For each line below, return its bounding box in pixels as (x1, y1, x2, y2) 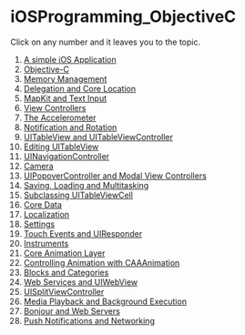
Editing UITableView (23, 141, 99, 152)
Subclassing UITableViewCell (23, 189, 133, 200)
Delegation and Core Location (23, 83, 136, 94)
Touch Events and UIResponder (23, 228, 143, 239)
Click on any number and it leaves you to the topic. (10, 36, 201, 47)
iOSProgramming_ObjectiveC (10, 6, 237, 27)
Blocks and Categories (23, 267, 109, 278)
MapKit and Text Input (23, 93, 107, 104)
